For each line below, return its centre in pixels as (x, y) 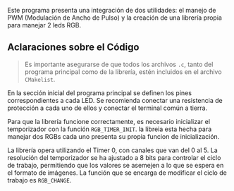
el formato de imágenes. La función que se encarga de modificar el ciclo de (117, 173)
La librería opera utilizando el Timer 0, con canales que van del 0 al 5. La (112, 150)
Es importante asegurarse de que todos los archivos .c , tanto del (119, 64)
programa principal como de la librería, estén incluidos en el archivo (123, 72)
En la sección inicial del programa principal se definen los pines (100, 93)
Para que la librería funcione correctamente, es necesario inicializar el (109, 121)
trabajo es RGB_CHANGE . (39, 180)
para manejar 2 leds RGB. (44, 25)
